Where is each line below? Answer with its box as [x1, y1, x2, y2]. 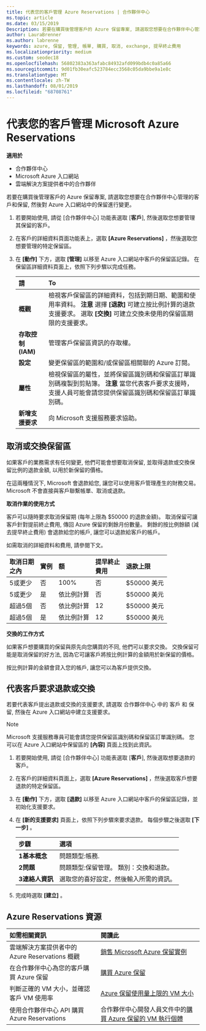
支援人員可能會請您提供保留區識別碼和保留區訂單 [48, 388, 190, 396]
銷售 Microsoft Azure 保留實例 [100, 948, 187, 956]
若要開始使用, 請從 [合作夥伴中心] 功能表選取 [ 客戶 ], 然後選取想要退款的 [15, 754, 195, 762]
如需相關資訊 [9, 931, 47, 940]
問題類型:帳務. [59, 852, 100, 860]
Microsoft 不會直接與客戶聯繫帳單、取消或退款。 [6, 487, 129, 494]
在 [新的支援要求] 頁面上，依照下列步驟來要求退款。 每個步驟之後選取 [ [15, 816, 194, 824]
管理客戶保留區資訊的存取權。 [48, 338, 135, 347]
